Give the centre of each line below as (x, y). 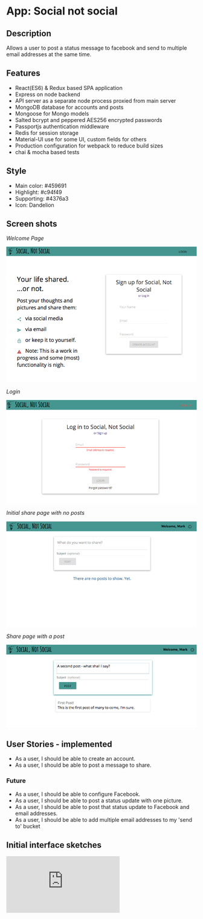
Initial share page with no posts (45, 512)
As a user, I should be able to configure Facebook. (78, 794)
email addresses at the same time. (49, 54)
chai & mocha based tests (47, 152)
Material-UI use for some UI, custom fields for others (81, 139)
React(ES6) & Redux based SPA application (69, 88)
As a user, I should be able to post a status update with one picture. (99, 800)
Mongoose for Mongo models (52, 114)
